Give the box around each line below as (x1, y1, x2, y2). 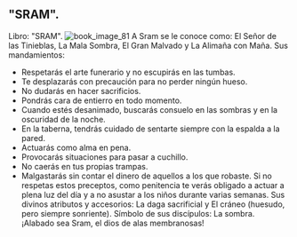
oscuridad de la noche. (20, 114, 106, 124)
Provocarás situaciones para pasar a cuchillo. (20, 151, 189, 162)
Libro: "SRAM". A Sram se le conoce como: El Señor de (8, 30, 277, 41)
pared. (20, 132, 46, 143)
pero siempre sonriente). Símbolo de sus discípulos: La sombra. (20, 208, 255, 218)
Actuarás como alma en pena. (20, 142, 132, 153)
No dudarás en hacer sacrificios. (20, 85, 141, 96)
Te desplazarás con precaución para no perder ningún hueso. (20, 75, 248, 87)
